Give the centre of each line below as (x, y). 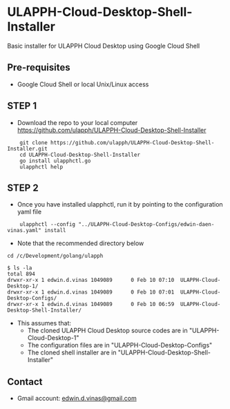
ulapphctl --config (48, 225)
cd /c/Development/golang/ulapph (55, 256)
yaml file (29, 212)
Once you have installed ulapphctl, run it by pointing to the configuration (120, 204)
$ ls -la (20, 268)
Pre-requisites (39, 67)
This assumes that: (44, 323)
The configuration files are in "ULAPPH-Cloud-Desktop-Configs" (120, 345)
